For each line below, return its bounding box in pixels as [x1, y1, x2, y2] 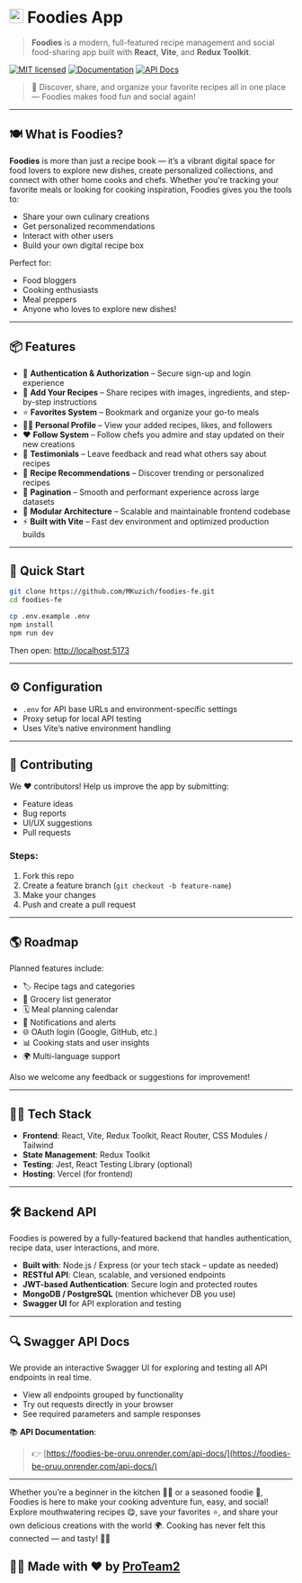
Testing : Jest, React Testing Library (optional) [22, 1159, 193, 1170]
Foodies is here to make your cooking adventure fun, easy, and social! [9, 1496, 269, 1507]
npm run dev [9, 628, 54, 637]
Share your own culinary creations [22, 211, 150, 222]
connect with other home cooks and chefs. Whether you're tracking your [9, 174, 280, 185]
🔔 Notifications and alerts [22, 1017, 117, 1028]
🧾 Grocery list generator [22, 994, 112, 1005]
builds [22, 528, 46, 539]
